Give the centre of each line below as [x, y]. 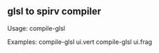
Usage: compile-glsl [36, 28]
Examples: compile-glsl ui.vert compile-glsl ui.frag [80, 42]
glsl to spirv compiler [54, 12]
